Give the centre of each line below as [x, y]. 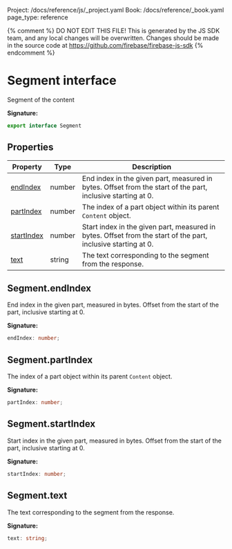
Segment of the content [41, 99]
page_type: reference [38, 17]
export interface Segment [44, 126]
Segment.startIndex [51, 424]
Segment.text [37, 495]
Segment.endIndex [49, 288]
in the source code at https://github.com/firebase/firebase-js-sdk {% [105, 45]
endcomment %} [31, 52]
